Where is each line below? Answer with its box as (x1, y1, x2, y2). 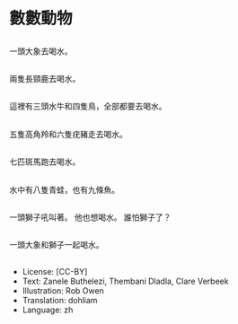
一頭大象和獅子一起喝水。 (9, 240, 104, 250)
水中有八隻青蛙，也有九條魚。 (9, 184, 119, 195)
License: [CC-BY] (22, 266, 88, 276)
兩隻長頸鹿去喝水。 (9, 73, 81, 83)
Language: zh (22, 304, 74, 315)
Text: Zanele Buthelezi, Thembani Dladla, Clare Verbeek (22, 276, 229, 286)
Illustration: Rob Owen (22, 285, 105, 296)
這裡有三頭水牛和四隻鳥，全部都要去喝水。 (9, 101, 167, 112)
